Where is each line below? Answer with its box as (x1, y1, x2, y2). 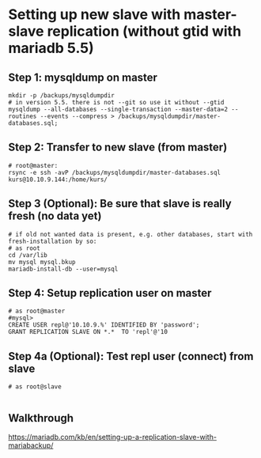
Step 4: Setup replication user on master (8, 286, 212, 300)
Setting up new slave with (8, 6, 181, 24)
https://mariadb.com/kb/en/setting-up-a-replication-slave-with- (8, 433, 217, 442)
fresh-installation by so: (8, 237, 97, 245)
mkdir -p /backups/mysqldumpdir (8, 92, 115, 100)
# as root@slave (8, 383, 62, 391)
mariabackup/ (8, 441, 54, 450)
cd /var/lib (8, 251, 47, 259)
